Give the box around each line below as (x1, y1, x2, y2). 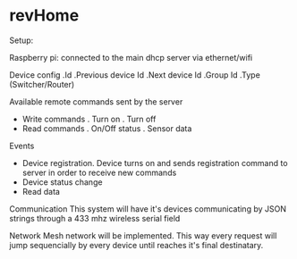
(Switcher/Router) (9, 79, 75, 89)
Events (9, 140, 35, 151)
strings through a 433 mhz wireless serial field (9, 213, 181, 223)
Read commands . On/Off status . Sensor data (21, 122, 192, 134)
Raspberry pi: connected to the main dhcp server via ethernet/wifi (9, 52, 253, 63)
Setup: (9, 35, 34, 46)
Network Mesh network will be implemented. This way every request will (9, 230, 277, 241)
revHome (9, 5, 80, 26)
